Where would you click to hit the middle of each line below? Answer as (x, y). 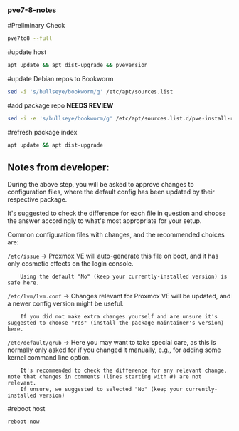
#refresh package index (42, 132)
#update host (27, 52)
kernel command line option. (49, 358)
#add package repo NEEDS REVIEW (60, 105)
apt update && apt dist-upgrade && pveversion (78, 66)
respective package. (37, 199)
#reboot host (26, 409)
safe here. (23, 283)
